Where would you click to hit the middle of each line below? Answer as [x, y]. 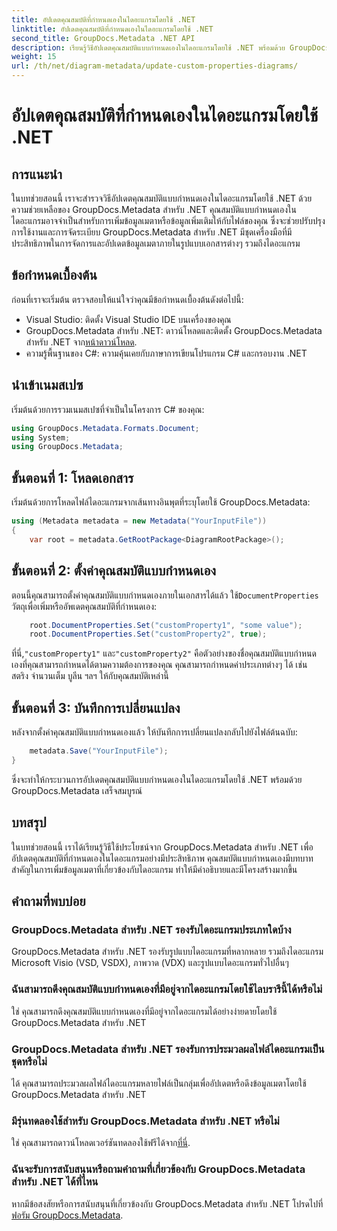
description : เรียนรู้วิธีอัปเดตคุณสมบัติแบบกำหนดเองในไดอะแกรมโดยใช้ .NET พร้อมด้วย [148, 47]
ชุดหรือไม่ [29, 1061]
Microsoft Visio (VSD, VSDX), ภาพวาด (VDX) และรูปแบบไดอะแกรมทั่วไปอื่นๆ [150, 963]
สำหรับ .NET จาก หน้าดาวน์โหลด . [81, 342]
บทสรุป [29, 822]
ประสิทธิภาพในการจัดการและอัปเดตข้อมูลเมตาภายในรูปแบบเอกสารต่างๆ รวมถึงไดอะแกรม [156, 243]
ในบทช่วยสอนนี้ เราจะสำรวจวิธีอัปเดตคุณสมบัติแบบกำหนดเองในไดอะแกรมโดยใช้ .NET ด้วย [162, 198]
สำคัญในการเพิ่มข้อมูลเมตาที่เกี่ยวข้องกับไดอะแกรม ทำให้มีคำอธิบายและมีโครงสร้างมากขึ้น [154, 869]
